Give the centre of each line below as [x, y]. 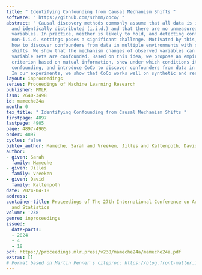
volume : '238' [24, 213]
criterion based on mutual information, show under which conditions [100, 62]
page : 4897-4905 [26, 129]
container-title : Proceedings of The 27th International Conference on [98, 202]
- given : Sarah [25, 157]
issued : [16, 224]
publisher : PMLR [26, 90]
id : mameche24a [25, 101]
